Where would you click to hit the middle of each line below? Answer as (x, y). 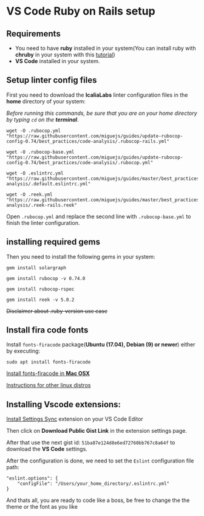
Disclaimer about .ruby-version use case (57, 311)
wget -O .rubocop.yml (34, 131)
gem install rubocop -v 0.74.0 (46, 278)
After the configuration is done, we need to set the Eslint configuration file (100, 461)
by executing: (23, 351)
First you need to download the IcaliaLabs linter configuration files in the (97, 95)
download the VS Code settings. (47, 449)
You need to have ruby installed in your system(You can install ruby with (105, 48)
